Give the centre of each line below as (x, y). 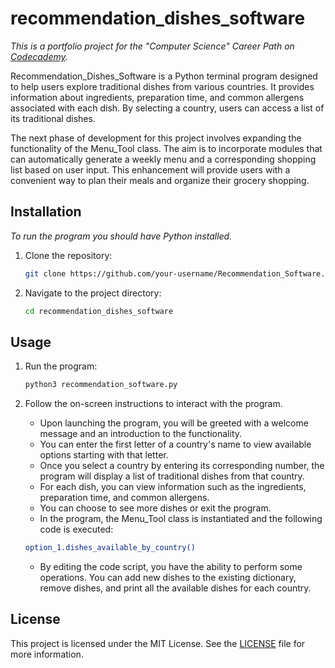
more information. (47, 654)
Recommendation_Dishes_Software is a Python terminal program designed (164, 76)
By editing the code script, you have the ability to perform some (171, 567)
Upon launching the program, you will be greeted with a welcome (174, 423)
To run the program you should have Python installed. (121, 236)
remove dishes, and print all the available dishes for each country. (175, 588)
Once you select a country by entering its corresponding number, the (182, 466)
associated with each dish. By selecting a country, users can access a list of (167, 108)
